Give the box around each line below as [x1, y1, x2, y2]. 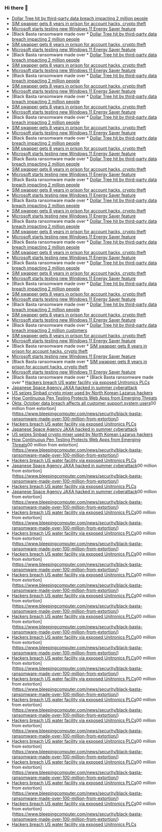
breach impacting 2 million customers [11, 327, 88, 333]
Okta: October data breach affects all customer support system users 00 [11, 400, 156, 406]
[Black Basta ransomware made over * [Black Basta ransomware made [11, 374, 154, 380]
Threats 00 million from [11, 442, 58, 448]
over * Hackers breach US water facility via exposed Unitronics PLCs [11, 379, 150, 386]
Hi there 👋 [4, 4, 29, 11]
